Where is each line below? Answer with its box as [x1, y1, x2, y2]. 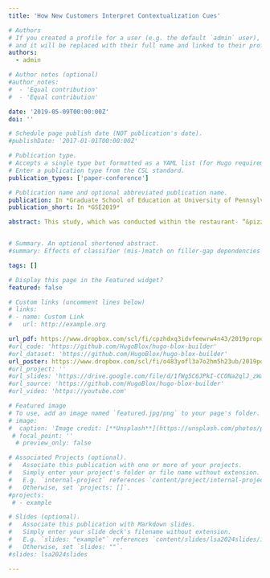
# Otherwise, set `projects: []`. [8, 483, 131, 491]
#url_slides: [8, 372, 52, 380]
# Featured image [8, 402, 67, 410]
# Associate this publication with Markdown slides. [8, 520, 196, 529]
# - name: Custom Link [8, 313, 84, 322]
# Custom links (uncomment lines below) [8, 298, 146, 306]
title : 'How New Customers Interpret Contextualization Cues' [8, 11, 221, 20]
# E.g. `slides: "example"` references [8, 535, 149, 543]
